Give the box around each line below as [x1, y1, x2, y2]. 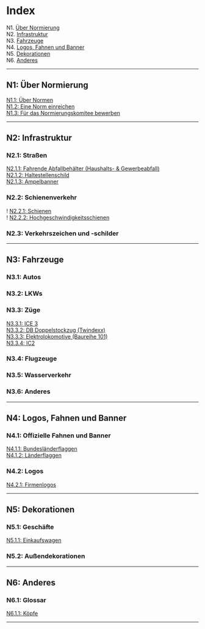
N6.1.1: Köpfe [6, 610, 38, 617]
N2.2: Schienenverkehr [6, 194, 77, 202]
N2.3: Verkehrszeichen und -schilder [6, 229, 119, 238]
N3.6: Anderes [6, 387, 51, 396]
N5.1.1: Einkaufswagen [6, 537, 62, 544]
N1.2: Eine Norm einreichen [6, 102, 75, 110]
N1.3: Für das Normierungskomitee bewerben [6, 109, 121, 116]
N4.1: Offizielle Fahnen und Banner [6, 431, 111, 440]
